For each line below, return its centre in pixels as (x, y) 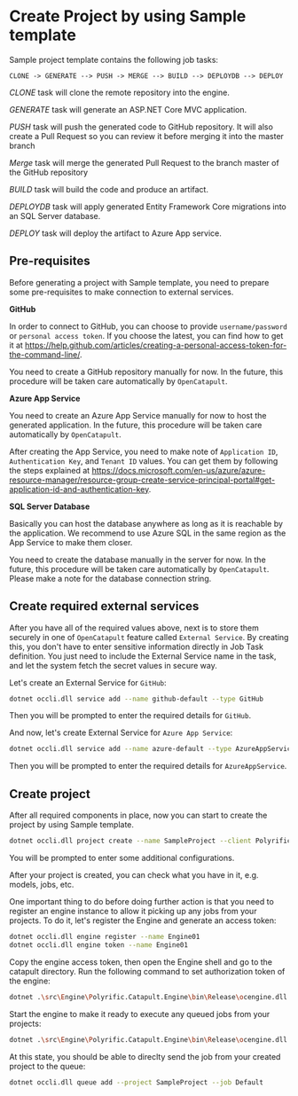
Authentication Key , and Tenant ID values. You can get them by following (144, 461)
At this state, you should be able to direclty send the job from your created (145, 1056)
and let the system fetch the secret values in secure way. (113, 665)
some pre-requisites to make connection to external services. (122, 292)
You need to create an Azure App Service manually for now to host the (138, 415)
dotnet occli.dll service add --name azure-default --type (121, 749)
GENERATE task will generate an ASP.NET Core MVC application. (128, 109)
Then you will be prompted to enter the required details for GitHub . (130, 716)
